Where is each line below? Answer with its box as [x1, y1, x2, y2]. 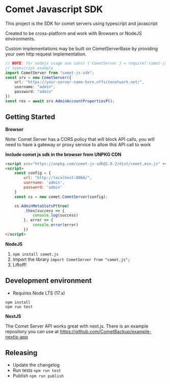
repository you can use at [5, 328, 59, 334]
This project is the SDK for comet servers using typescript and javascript [5, 20, 158, 26]
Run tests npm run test [12, 367, 61, 373]
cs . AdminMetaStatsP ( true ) [14, 203, 70, 209]
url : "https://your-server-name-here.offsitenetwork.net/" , [14, 80, 145, 85]
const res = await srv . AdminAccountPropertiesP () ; [5, 98, 115, 104]
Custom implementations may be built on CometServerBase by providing [5, 45, 158, 51]
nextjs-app [5, 334, 28, 340]
